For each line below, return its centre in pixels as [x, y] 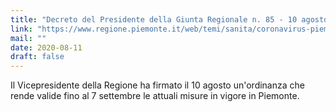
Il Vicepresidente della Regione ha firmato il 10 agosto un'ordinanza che [157, 85]
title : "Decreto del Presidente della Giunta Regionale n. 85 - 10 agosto [169, 19]
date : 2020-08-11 [46, 47]
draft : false [37, 57]
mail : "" [28, 38]
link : [21, 29]
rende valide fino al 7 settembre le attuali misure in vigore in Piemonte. [155, 96]
